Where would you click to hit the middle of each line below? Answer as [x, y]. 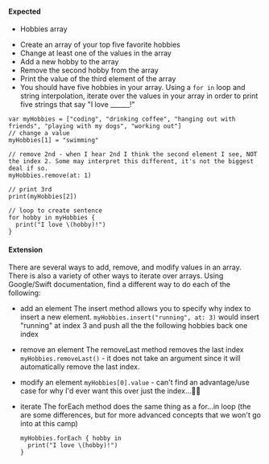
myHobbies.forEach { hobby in [71, 438]
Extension [25, 249]
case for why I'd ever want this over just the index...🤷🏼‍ [110, 391]
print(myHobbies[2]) [43, 197]
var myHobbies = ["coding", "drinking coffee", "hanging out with [122, 119]
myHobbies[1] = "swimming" [54, 141]
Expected [25, 11]
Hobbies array [43, 29]
